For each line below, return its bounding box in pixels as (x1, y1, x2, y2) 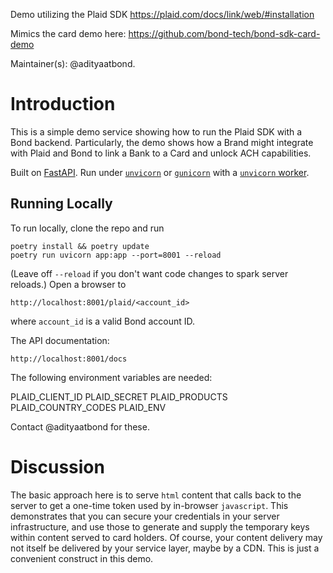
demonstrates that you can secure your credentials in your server (10, 510, 280, 522)
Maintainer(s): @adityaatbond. (10, 58, 136, 69)
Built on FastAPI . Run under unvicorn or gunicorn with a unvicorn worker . (10, 166, 310, 178)
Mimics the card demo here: (10, 28, 127, 39)
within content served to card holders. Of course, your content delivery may (10, 531, 323, 543)
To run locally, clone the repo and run (10, 222, 165, 234)
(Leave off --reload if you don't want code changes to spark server (10, 267, 289, 279)
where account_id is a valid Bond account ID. (10, 315, 195, 327)
